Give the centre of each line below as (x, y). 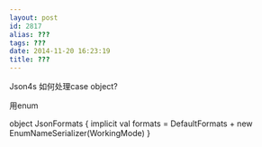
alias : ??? (30, 34)
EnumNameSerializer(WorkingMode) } (80, 133)
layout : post (34, 18)
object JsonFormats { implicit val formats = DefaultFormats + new (131, 124)
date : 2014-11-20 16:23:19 (60, 51)
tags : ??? (28, 43)
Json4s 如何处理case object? (64, 86)
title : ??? (30, 60)
